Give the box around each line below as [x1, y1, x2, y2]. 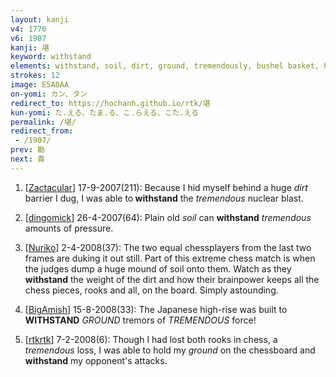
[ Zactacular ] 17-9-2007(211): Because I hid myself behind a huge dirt [24, 181, 308, 193]
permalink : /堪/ [10, 117, 77, 127]
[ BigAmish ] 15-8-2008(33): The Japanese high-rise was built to [24, 303, 288, 315]
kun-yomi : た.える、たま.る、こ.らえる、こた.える [10, 107, 199, 118]
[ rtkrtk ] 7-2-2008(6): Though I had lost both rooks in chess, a [24, 333, 278, 345]
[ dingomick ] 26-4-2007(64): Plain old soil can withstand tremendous [24, 211, 312, 223]
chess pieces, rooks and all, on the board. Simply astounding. [24, 284, 279, 296]
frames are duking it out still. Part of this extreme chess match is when [24, 252, 316, 264]
